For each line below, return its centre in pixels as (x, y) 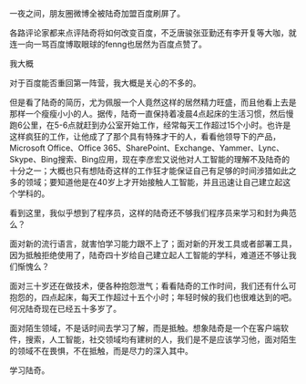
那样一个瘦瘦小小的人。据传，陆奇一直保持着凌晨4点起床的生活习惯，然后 (148, 114)
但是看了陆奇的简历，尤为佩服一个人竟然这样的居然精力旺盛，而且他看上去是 (153, 102)
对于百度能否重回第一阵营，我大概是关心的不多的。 (105, 83)
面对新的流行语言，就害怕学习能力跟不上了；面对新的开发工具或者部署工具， (153, 244)
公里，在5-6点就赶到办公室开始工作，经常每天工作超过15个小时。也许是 (157, 125)
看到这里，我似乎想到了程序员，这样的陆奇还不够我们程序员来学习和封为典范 (153, 213)
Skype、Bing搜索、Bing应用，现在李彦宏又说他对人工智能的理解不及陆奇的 (150, 159)
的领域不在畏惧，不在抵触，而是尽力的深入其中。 (101, 351)
